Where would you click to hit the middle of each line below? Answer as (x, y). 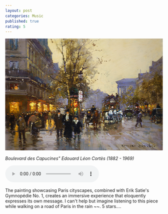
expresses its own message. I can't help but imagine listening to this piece (82, 201)
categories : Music (24, 16)
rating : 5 (15, 27)
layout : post (19, 11)
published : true (22, 21)
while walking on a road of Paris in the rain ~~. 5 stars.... (63, 206)
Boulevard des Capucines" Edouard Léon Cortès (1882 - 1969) (70, 158)
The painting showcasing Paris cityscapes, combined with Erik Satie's (77, 190)
